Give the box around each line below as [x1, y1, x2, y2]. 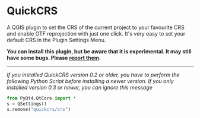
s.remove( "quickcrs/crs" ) [7, 106, 71, 112]
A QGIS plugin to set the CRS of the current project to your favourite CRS [7, 24, 185, 31]
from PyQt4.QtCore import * [7, 95, 77, 101]
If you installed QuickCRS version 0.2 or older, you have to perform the [7, 71, 180, 78]
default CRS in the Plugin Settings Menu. [7, 36, 106, 43]
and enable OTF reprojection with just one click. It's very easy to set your [7, 30, 186, 37]
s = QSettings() [7, 101, 47, 107]
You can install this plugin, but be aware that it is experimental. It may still [7, 47, 192, 55]
